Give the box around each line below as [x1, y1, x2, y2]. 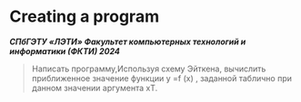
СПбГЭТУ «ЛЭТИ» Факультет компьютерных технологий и [9, 36, 246, 47]
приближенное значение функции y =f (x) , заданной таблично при [31, 72, 293, 83]
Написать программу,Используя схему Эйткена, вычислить [31, 63, 266, 74]
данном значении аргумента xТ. [31, 82, 158, 93]
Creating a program [9, 6, 160, 27]
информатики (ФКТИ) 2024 [9, 45, 121, 56]
